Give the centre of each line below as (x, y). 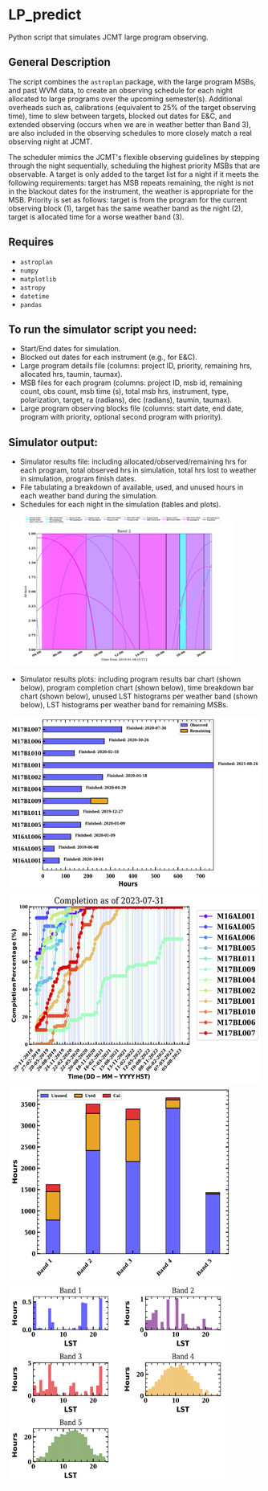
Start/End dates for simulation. (70, 349)
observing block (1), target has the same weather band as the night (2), (126, 208)
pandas (31, 305)
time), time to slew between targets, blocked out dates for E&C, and (120, 116)
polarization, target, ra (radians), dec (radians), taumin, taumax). (126, 400)
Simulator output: (53, 442)
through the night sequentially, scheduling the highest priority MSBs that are (134, 166)
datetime (35, 296)
